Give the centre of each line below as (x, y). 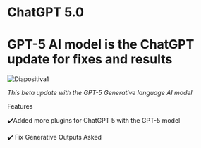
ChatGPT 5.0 (46, 12)
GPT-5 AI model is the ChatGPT (101, 45)
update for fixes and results (90, 60)
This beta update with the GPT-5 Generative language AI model (100, 93)
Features (20, 106)
